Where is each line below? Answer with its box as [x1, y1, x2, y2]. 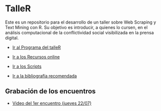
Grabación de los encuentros [5, 87, 96, 96]
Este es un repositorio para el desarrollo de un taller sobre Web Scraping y [5, 19, 157, 25]
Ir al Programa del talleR [12, 44, 61, 50]
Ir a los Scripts [12, 63, 42, 69]
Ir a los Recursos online [12, 54, 60, 59]
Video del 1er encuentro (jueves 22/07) [12, 100, 92, 106]
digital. [5, 35, 19, 41]
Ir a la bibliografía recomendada [12, 73, 77, 79]
